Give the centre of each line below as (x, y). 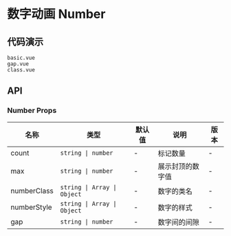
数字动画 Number (56, 14)
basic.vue (21, 58)
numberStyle (32, 207)
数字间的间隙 (178, 222)
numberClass (32, 191)
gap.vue (18, 64)
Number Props (32, 111)
